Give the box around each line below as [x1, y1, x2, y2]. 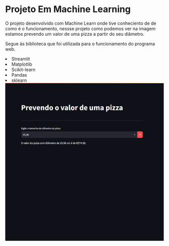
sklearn [12, 77, 27, 83]
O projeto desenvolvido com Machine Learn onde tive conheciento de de [5, 20, 156, 26]
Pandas [12, 72, 27, 78]
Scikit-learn [12, 67, 36, 73]
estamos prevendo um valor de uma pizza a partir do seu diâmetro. [5, 31, 144, 37]
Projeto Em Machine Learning [5, 4, 131, 15]
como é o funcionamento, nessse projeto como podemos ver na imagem [5, 25, 156, 31]
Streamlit [12, 55, 30, 61]
